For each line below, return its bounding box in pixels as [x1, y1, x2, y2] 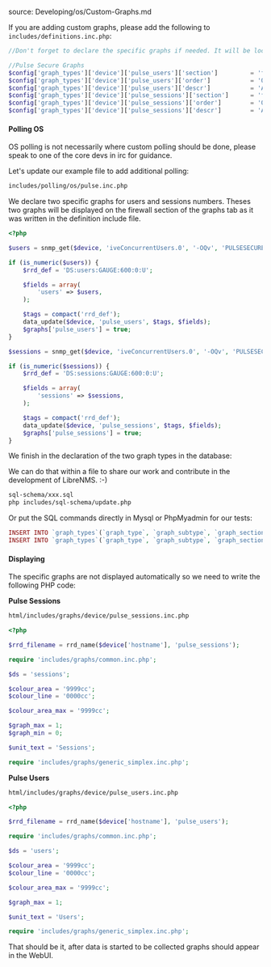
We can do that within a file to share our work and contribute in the [8, 467, 231, 477]
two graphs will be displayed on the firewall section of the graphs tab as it [8, 206, 254, 215]
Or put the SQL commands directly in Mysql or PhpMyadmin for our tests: [8, 513, 252, 523]
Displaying [8, 553, 46, 563]
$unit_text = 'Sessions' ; [8, 744, 95, 752]
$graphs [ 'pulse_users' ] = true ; [23, 325, 131, 333]
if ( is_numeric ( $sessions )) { [8, 362, 110, 371]
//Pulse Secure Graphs [8, 61, 85, 70]
